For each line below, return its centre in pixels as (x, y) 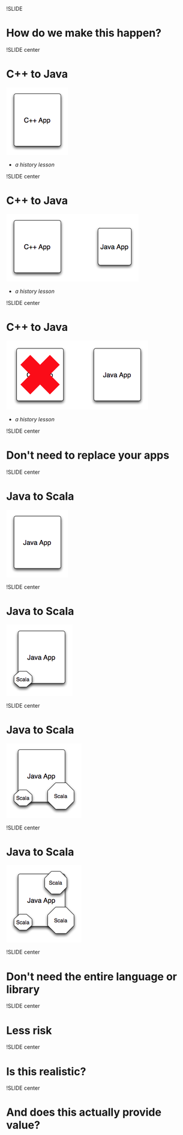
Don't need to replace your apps (88, 455)
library (23, 989)
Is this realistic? (46, 1071)
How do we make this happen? (84, 33)
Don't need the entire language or (91, 976)
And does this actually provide (84, 1112)
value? (23, 1125)
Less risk (29, 1030)
